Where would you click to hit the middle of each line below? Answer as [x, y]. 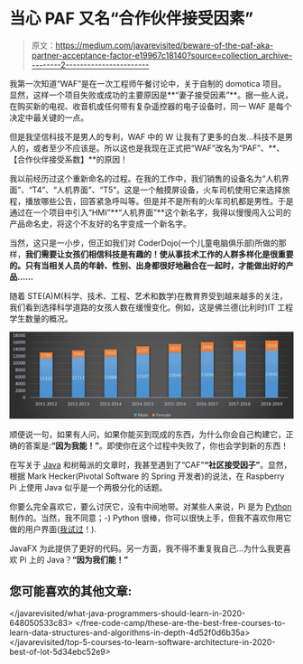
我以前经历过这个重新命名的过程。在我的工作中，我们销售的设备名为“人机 [146, 178]
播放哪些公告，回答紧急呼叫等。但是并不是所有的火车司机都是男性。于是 [159, 201]
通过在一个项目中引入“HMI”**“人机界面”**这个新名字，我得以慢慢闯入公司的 [150, 212]
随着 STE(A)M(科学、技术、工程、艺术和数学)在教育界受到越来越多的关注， [149, 295]
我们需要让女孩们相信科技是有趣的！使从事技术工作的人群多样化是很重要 [160, 254]
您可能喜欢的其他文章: [71, 591]
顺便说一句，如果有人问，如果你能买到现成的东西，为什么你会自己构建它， [147, 435]
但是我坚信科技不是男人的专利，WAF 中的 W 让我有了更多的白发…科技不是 [147, 136]
